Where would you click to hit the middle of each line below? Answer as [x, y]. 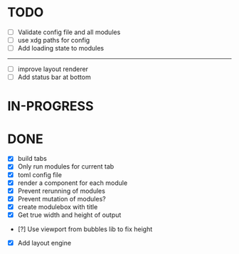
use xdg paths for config [54, 40]
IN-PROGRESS [51, 106]
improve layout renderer [53, 69]
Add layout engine [44, 243]
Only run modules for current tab [66, 166]
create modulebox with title [58, 206]
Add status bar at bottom [54, 77]
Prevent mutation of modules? [62, 199]
